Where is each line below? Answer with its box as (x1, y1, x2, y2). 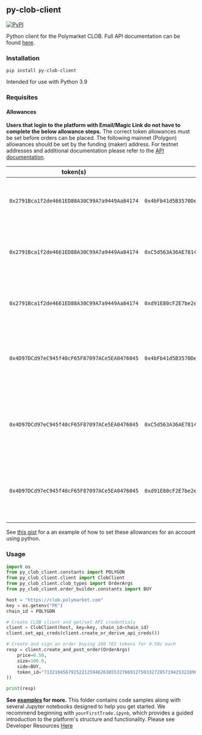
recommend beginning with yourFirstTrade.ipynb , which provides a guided (6, 709, 194, 716)
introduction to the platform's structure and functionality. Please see (6, 716, 176, 723)
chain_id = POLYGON (6, 608, 55, 614)
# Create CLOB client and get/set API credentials (6, 619, 136, 625)
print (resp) (6, 686, 36, 692)
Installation (6, 54, 40, 62)
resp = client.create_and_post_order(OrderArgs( (6, 647, 130, 653)
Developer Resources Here (6, 722, 73, 730)
